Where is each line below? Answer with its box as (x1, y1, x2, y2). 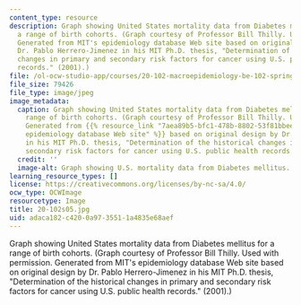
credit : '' (17, 154, 58, 164)
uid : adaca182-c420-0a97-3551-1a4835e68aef (9, 213, 175, 222)
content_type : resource (9, 13, 99, 22)
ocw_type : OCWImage (9, 188, 82, 197)
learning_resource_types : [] (9, 171, 118, 180)
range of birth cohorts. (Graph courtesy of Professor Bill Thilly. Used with (9, 248, 279, 258)
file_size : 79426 (9, 80, 74, 89)
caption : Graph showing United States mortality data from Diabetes (17, 105, 279, 114)
